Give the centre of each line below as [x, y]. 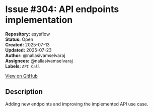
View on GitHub [21, 76]
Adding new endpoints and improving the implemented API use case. [77, 104]
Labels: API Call [23, 66]
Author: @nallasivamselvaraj [35, 55]
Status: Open [19, 39]
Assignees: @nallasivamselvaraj [39, 61]
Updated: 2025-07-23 [28, 50]
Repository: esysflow [28, 34]
